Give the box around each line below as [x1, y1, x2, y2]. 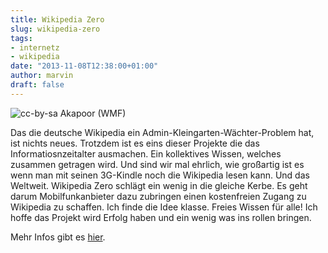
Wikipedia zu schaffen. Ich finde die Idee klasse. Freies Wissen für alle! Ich [10, 201, 318, 213]
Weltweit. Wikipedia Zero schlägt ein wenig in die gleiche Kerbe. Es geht [10, 179, 308, 191]
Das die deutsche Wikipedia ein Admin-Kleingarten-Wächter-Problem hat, [10, 126, 315, 138]
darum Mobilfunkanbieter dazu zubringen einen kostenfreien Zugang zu [10, 190, 307, 202]
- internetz [10, 42, 60, 53]
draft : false [10, 80, 65, 90]
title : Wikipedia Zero [10, 14, 105, 25]
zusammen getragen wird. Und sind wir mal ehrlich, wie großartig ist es [10, 158, 305, 170]
